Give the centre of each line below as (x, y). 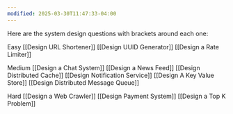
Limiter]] (19, 54)
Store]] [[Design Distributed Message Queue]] (73, 82)
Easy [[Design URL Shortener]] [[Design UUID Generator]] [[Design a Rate (113, 47)
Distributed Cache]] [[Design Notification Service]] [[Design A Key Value (111, 75)
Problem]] (22, 103)
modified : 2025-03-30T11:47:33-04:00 (62, 14)
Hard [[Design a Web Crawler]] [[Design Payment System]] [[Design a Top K (116, 96)
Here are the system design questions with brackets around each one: (108, 33)
